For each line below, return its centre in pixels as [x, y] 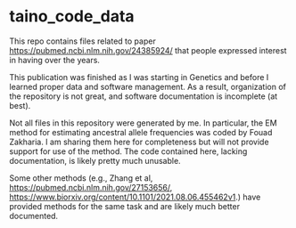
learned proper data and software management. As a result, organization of [148, 86]
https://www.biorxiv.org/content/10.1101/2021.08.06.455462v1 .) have [135, 197]
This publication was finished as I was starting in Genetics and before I [139, 77]
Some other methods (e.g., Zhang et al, [81, 178]
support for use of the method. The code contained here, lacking [128, 151]
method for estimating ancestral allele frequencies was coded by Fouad [141, 132]
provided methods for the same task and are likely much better [125, 206]
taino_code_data [72, 16]
